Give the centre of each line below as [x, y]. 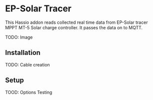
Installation [23, 53]
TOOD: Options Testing [29, 92]
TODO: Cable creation [28, 64]
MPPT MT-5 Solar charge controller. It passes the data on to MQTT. [74, 27]
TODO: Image [19, 37]
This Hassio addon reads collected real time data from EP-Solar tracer [76, 22]
